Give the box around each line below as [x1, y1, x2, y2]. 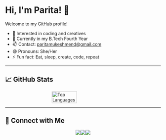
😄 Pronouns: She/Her [12, 48, 57, 54]
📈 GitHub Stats [5, 75, 53, 84]
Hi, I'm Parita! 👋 [5, 4, 70, 16]
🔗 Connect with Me [5, 116, 65, 125]
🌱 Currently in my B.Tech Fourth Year [12, 36, 88, 42]
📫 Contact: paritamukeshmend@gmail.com [12, 41, 102, 47]
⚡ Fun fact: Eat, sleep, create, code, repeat [12, 54, 100, 60]
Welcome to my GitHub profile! [5, 21, 68, 27]
